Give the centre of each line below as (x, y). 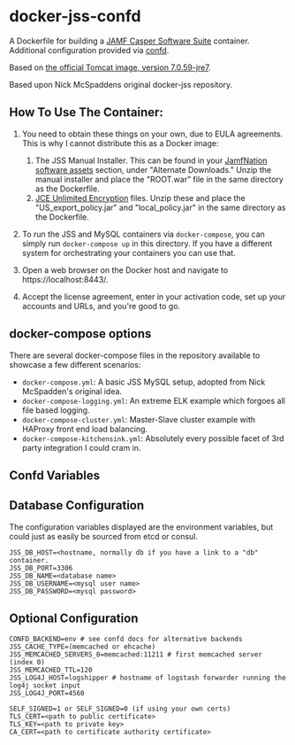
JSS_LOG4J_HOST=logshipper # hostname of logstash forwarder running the (148, 678)
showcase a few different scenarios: (75, 364)
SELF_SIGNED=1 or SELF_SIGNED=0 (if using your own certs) (120, 709)
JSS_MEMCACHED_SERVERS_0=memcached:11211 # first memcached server (136, 654)
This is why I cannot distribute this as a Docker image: (120, 143)
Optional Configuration (74, 619)
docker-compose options (80, 334)
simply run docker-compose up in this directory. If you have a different (147, 243)
